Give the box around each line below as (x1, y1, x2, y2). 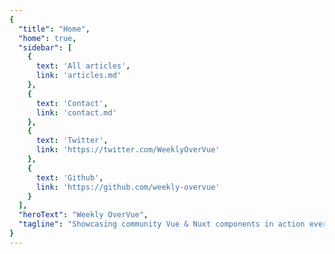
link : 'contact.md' (35, 107, 117, 118)
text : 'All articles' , (35, 61, 131, 71)
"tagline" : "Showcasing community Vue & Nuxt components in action (18, 219, 306, 230)
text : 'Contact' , (35, 98, 109, 108)
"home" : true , (18, 33, 77, 43)
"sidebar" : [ (18, 42, 73, 53)
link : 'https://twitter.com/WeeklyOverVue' (35, 145, 221, 155)
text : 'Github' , (35, 172, 104, 183)
